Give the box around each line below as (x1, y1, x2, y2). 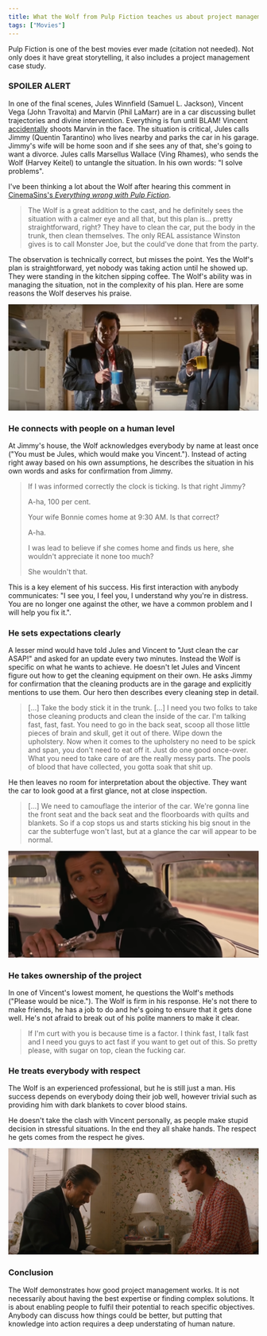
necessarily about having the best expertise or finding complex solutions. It (8, 1293, 254, 1303)
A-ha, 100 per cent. (27, 497, 91, 507)
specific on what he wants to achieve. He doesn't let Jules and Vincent (8, 662, 241, 672)
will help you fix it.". (8, 608, 72, 617)
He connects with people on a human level (8, 423, 175, 434)
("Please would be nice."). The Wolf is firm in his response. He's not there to (8, 996, 257, 1006)
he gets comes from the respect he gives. (8, 1133, 145, 1142)
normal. (27, 835, 53, 845)
